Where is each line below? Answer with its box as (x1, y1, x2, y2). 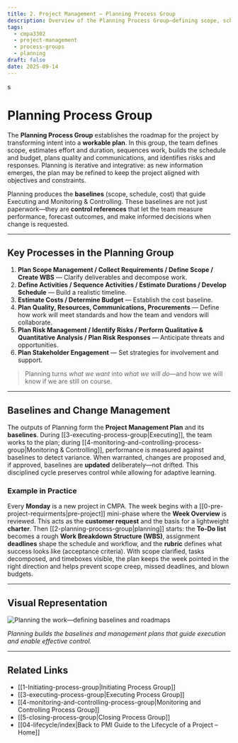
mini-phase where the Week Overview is (106, 509, 227, 518)
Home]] (17, 728, 40, 737)
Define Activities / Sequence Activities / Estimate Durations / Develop (17, 280, 227, 289)
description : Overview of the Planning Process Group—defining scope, (7, 17, 220, 24)
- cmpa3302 (13, 30, 46, 38)
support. (17, 356, 43, 365)
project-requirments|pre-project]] (7, 509, 106, 518)
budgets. (7, 569, 34, 578)
